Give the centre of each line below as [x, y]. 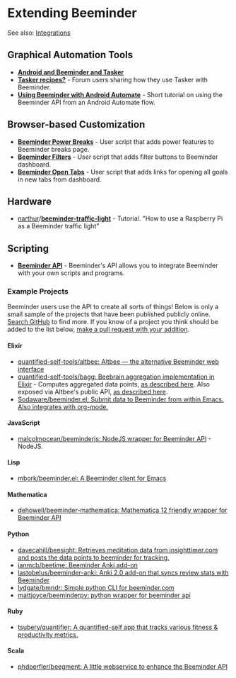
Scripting [28, 249]
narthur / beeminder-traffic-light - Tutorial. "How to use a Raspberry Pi [120, 218]
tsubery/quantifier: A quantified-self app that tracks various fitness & [118, 627]
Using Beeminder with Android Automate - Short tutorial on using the [120, 94]
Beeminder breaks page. [53, 149]
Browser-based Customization [76, 124]
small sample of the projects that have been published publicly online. [109, 314]
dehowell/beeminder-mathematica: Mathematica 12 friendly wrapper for [122, 510]
